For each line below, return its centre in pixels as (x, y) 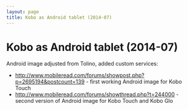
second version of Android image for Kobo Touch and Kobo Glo (94, 101)
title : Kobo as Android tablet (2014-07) (59, 17)
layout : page (23, 12)
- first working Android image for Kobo (134, 82)
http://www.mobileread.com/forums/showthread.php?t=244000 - (97, 94)
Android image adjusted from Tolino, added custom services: (82, 64)
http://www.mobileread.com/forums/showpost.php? (80, 75)
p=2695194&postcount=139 (50, 82)
